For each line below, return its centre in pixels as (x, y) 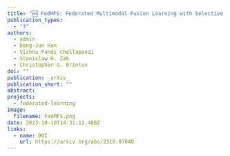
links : (17, 129)
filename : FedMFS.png (45, 116)
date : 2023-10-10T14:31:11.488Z (54, 123)
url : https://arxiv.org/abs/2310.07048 (77, 142)
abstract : (21, 90)
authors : (20, 33)
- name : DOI (31, 135)
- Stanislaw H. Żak (41, 59)
